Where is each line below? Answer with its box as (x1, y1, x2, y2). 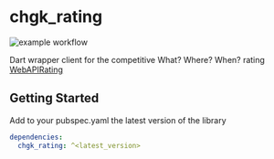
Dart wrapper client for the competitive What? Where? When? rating (9, 54, 265, 65)
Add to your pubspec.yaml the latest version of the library (9, 114, 227, 125)
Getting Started (9, 90, 100, 106)
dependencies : (9, 132, 64, 142)
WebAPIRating (9, 64, 64, 75)
